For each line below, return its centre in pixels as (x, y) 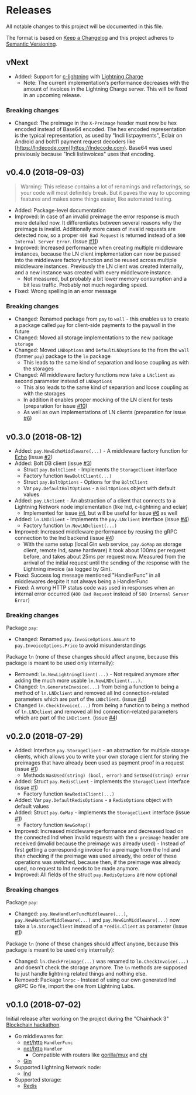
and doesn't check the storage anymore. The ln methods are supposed (101, 967)
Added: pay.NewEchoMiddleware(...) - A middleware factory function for (101, 450)
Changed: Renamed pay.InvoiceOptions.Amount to (75, 639)
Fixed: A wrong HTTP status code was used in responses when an (94, 587)
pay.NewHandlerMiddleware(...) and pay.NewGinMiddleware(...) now (97, 920)
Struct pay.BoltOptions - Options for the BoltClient (85, 482)
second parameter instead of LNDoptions (63, 381)
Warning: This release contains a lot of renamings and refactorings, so (105, 186)
